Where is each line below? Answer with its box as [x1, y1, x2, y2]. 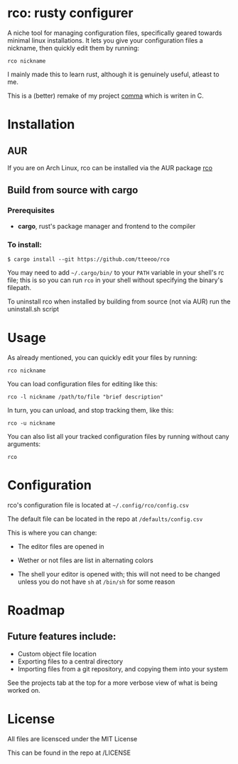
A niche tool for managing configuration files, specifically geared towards [7, 29, 222, 37]
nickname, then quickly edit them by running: [7, 43, 140, 52]
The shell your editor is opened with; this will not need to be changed [17, 569, 220, 578]
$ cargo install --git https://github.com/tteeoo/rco [7, 255, 171, 263]
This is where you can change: [7, 528, 97, 537]
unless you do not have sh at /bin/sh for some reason [17, 577, 175, 586]
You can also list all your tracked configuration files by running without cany [7, 432, 229, 440]
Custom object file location [17, 649, 97, 658]
